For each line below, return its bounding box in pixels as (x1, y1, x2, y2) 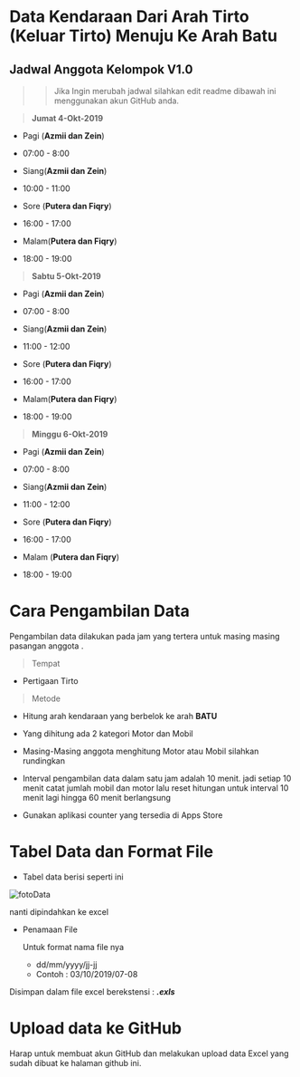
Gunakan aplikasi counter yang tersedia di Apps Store (22, 809, 223, 821)
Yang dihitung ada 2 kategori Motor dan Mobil (22, 727, 193, 739)
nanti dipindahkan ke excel (9, 906, 109, 917)
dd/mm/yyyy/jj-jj (35, 958, 98, 970)
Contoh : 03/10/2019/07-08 (35, 968, 138, 979)
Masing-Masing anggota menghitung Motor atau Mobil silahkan (22, 745, 259, 756)
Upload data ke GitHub (9, 1018, 183, 1039)
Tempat (31, 658, 61, 668)
